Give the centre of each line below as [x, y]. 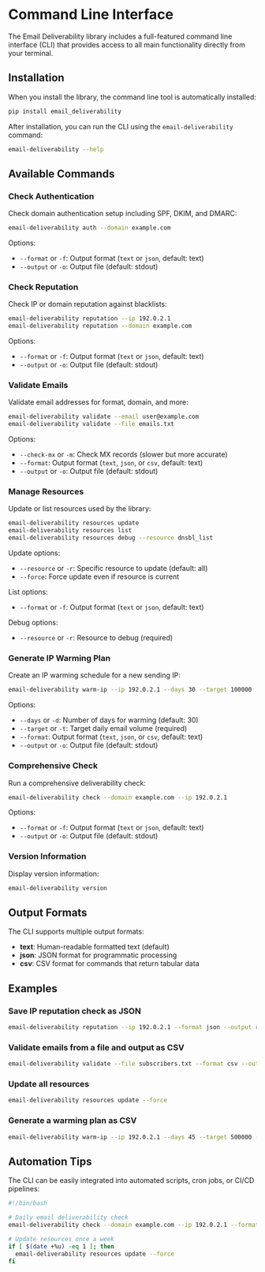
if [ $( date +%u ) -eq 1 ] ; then [61, 1246]
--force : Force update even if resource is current [99, 576]
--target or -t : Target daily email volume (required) [103, 729]
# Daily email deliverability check [68, 1218]
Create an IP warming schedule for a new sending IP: [95, 675]
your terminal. [31, 53]
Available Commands [62, 174]
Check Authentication [51, 196]
